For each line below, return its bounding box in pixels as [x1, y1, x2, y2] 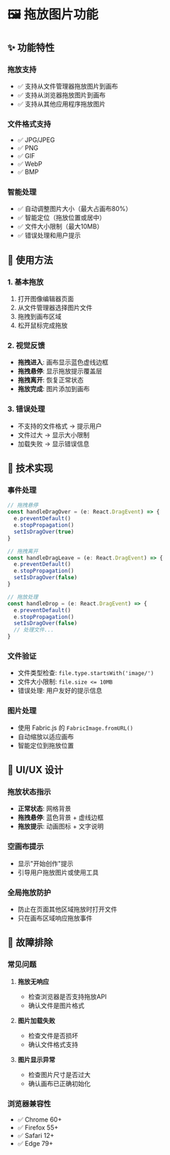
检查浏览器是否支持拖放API [28, 992, 107, 1001]
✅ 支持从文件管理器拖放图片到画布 [17, 82, 118, 90]
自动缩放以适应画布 [17, 732, 74, 740]
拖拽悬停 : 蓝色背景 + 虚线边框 [17, 814, 104, 822]
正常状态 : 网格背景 [17, 804, 72, 813]
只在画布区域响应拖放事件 [17, 914, 93, 922]
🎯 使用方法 [7, 253, 53, 266]
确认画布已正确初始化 [28, 1079, 91, 1088]
